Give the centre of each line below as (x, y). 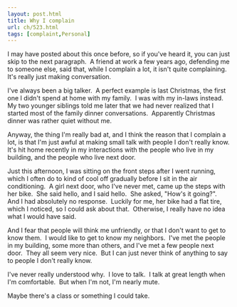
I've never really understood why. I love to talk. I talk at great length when (116, 274)
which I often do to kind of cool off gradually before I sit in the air (102, 179)
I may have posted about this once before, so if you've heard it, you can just (118, 54)
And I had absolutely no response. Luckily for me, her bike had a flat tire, (115, 202)
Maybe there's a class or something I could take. (79, 296)
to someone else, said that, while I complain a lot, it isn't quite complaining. (117, 69)
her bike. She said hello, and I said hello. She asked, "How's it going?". (112, 194)
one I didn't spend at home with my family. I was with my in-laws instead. (116, 98)
